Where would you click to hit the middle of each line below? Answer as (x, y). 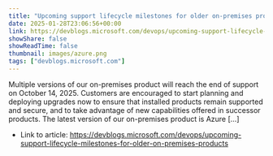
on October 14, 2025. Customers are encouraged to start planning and (126, 93)
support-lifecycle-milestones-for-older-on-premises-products (124, 143)
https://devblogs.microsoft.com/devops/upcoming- (156, 134)
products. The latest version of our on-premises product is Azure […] (124, 119)
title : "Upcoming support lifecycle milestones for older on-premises (130, 16)
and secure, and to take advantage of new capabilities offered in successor (135, 110)
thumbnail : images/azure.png (58, 54)
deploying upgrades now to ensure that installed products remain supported (136, 102)
